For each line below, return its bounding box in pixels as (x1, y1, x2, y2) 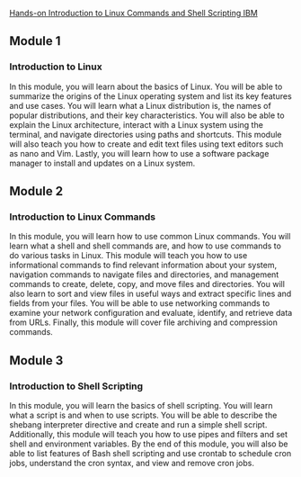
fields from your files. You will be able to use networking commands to (9, 298, 270, 309)
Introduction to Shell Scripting (9, 380, 144, 392)
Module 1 (9, 33, 61, 49)
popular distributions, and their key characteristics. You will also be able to (9, 110, 285, 121)
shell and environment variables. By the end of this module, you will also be (9, 438, 288, 449)
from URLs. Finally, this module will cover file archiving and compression (9, 317, 279, 328)
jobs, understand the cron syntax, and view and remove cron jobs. (9, 458, 254, 469)
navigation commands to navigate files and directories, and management (9, 269, 279, 280)
